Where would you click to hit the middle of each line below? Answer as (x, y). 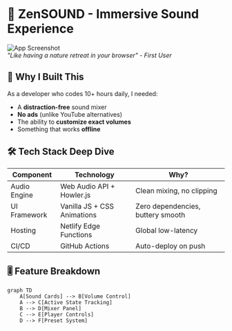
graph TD (20, 291)
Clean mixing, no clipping (176, 191)
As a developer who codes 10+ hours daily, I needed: (83, 93)
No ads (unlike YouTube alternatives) (70, 114)
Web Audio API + (87, 186)
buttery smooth (161, 215)
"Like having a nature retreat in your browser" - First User (90, 55)
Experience (40, 29)
